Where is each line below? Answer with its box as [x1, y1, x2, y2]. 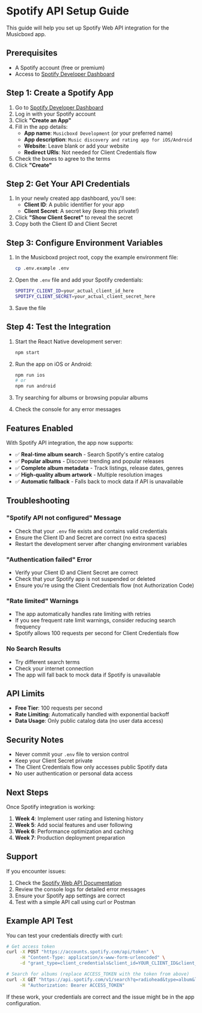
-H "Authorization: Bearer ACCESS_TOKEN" [19, 982, 125, 988]
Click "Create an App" [14, 116, 72, 124]
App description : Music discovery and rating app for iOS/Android [23, 135, 192, 143]
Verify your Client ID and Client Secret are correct [14, 569, 138, 576]
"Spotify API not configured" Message [6, 513, 121, 522]
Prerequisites [6, 48, 58, 58]
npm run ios [14, 372, 45, 378]
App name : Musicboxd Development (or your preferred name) [23, 129, 173, 137]
